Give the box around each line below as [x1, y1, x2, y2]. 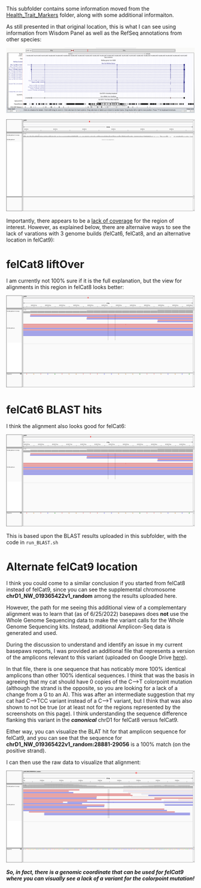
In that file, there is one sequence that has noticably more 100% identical [6, 666, 186, 673]
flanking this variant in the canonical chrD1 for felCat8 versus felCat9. [6, 717, 179, 724]
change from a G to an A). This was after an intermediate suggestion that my [6, 691, 195, 698]
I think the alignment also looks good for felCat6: [6, 423, 126, 430]
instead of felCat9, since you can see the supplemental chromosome [6, 586, 176, 593]
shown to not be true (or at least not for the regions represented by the [6, 704, 181, 711]
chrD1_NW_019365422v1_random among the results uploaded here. [6, 592, 178, 600]
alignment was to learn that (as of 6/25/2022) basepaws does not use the [6, 610, 188, 618]
